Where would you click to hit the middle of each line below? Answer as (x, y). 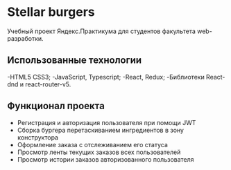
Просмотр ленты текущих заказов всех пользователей (99, 152)
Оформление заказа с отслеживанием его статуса (93, 144)
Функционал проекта (56, 106)
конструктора (38, 137)
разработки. (25, 38)
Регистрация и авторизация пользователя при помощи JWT (106, 122)
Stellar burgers (51, 12)
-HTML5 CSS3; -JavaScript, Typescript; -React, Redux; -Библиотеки (106, 77)
